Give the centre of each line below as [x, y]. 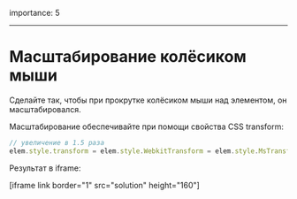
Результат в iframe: [45, 168]
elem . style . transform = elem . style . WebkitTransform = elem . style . [134, 151]
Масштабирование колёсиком [128, 57]
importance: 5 [34, 13]
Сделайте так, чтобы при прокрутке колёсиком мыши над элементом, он [148, 100]
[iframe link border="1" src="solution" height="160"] [105, 185]
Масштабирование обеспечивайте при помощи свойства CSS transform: [147, 126]
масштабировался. [45, 109]
